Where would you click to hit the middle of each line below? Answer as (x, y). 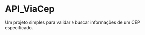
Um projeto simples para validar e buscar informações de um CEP (72, 22)
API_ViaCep (30, 9)
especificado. (19, 27)
